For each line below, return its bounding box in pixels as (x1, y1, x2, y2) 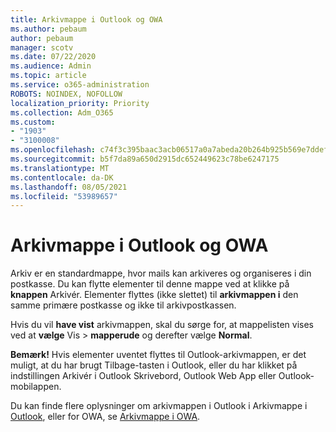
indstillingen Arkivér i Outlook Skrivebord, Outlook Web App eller (10, 370, 277, 382)
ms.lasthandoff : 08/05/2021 (10, 182, 128, 192)
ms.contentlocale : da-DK (10, 172, 114, 183)
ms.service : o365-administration (10, 80, 150, 90)
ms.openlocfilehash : (10, 145, 97, 155)
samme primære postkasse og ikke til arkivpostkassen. (10, 299, 237, 311)
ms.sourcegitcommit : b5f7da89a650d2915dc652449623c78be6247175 (10, 154, 280, 164)
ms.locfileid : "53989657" (10, 191, 118, 201)
